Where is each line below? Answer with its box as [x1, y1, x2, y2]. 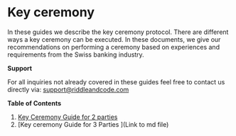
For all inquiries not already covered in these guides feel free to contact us [7, 77, 225, 86]
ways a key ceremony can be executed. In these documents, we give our [7, 35, 221, 43]
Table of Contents [7, 98, 62, 107]
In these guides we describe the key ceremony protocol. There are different [7, 28, 229, 36]
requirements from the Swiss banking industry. [7, 50, 144, 59]
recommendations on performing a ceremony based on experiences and [7, 42, 220, 51]
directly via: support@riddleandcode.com [7, 85, 129, 93]
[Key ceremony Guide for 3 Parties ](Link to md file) [17, 120, 169, 128]
